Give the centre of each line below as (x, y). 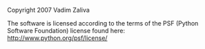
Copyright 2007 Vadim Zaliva (48, 10)
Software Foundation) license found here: (66, 31)
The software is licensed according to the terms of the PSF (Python (103, 23)
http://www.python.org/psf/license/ (58, 38)
